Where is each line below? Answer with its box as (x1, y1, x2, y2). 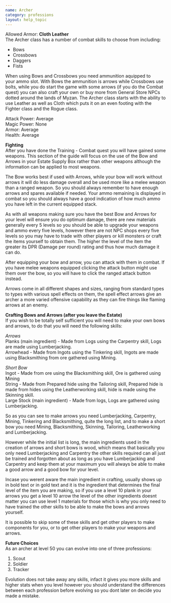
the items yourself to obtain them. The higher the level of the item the (5, 239, 152, 245)
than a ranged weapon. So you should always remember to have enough (5, 185, 159, 191)
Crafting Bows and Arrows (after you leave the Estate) (5, 312, 122, 318)
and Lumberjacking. (5, 429, 48, 435)
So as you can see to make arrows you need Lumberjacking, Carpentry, (5, 413, 157, 419)
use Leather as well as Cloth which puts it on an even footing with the (5, 100, 152, 106)
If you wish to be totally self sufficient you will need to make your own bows (5, 317, 165, 324)
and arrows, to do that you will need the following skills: (5, 323, 123, 329)
